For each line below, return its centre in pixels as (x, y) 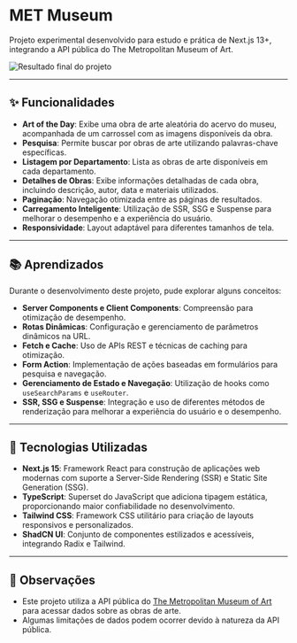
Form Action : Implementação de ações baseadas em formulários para (150, 364)
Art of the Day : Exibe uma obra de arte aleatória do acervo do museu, (149, 124)
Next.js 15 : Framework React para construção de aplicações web (141, 469)
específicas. (44, 152)
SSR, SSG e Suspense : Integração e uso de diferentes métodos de (143, 402)
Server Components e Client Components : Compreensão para (137, 307)
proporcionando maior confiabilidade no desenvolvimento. (129, 507)
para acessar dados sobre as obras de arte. (101, 611)
